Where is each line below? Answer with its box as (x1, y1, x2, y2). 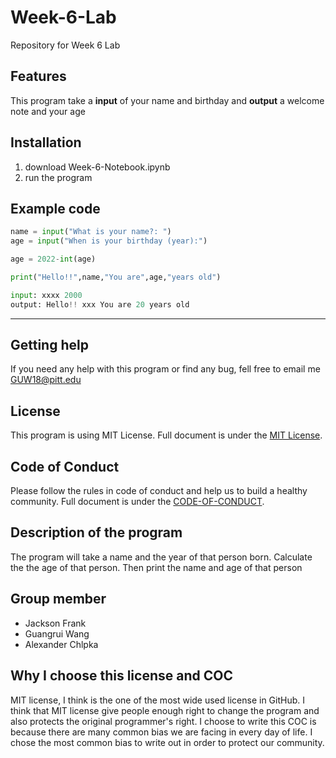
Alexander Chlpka (24, 638, 99, 650)
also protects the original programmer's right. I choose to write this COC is (10, 715, 317, 727)
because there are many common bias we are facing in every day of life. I (10, 726, 313, 738)
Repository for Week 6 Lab (10, 39, 121, 51)
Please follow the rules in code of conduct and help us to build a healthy (10, 485, 308, 497)
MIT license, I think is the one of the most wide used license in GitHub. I (10, 694, 305, 706)
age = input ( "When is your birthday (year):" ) (10, 236, 208, 246)
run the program (24, 171, 93, 183)
